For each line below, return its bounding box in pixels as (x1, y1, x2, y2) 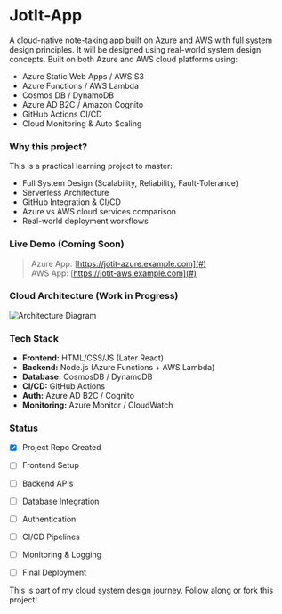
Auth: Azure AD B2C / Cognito (21, 391, 135, 401)
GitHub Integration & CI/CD (21, 197, 122, 207)
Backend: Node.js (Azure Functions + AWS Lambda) (21, 362, 215, 373)
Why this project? (9, 140, 87, 152)
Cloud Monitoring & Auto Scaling (21, 117, 142, 129)
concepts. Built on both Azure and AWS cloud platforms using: (9, 53, 238, 64)
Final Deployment (21, 567, 87, 578)
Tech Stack (9, 332, 60, 344)
